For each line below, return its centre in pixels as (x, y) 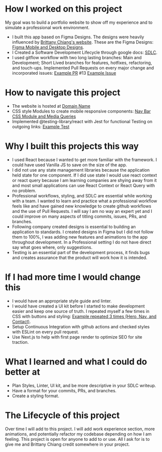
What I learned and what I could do (76, 362)
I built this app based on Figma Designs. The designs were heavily (78, 37)
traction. (20, 342)
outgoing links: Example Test (41, 127)
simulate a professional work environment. (47, 27)
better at (22, 372)
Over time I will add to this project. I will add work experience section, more (80, 429)
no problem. (24, 191)
